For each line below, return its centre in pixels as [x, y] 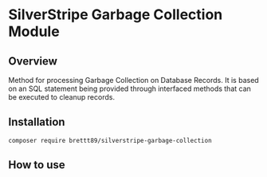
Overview [33, 61]
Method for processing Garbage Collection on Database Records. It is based [133, 80]
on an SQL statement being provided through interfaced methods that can [130, 88]
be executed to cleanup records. [62, 97]
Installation [37, 122]
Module [34, 31]
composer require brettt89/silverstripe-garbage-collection [110, 140]
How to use [37, 165]
